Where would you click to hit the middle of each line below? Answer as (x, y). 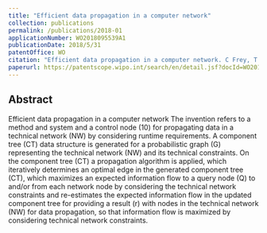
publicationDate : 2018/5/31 (55, 45)
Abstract (31, 100)
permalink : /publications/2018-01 (66, 30)
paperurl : (25, 68)
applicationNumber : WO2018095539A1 (67, 38)
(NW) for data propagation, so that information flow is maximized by (120, 212)
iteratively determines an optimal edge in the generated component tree (126, 169)
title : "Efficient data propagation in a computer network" (110, 16)
